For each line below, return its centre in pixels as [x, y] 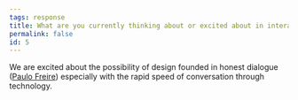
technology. [31, 86]
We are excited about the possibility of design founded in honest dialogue [144, 67]
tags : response [37, 17]
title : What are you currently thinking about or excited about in [137, 26]
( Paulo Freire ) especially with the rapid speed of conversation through [137, 77]
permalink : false [41, 34]
